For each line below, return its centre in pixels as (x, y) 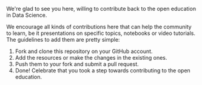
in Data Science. (27, 15)
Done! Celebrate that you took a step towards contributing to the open (103, 71)
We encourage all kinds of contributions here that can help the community (99, 27)
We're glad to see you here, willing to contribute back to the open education (101, 9)
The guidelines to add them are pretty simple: (63, 39)
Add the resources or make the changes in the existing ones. (91, 58)
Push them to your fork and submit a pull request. (77, 64)
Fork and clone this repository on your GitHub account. (84, 51)
